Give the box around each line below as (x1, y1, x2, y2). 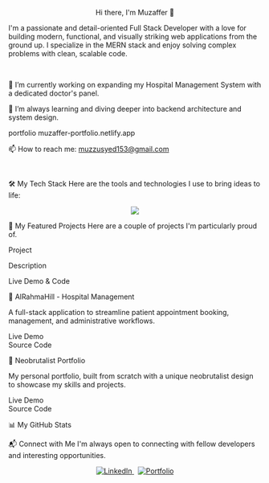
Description (8, 261, 47, 270)
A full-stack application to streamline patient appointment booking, (8, 308, 230, 317)
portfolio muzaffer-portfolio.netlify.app (8, 129, 136, 137)
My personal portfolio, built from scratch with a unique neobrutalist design (8, 371, 254, 381)
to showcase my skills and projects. (8, 380, 126, 389)
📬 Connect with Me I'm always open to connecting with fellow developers (8, 439, 255, 448)
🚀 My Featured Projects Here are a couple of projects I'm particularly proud (8, 221, 258, 231)
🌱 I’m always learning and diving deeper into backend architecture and (8, 104, 243, 113)
